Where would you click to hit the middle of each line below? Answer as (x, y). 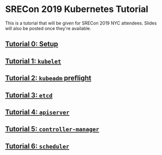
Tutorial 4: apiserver (37, 112)
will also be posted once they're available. (48, 28)
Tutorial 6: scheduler (37, 146)
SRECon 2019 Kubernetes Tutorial (77, 9)
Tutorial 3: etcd (29, 95)
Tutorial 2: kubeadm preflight (48, 78)
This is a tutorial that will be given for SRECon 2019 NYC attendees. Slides (81, 23)
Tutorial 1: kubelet (33, 61)
